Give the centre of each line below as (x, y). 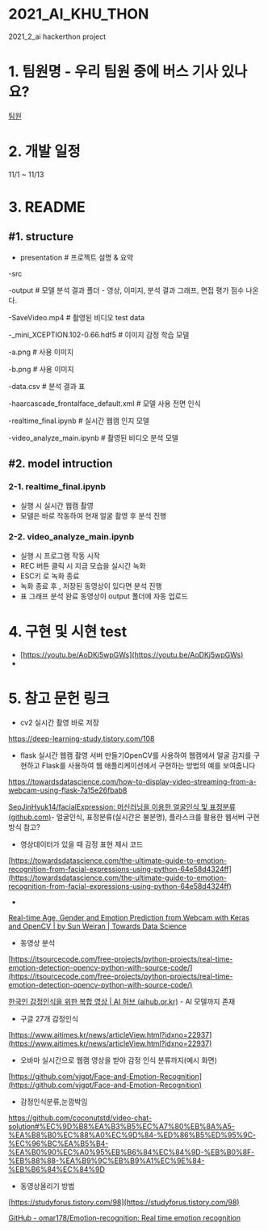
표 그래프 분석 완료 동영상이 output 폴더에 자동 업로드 (104, 596)
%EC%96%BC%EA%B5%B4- (59, 1143)
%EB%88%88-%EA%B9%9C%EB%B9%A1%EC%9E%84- (107, 1161)
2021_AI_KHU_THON (79, 14)
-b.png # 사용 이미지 (41, 369)
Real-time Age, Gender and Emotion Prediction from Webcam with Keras (129, 917)
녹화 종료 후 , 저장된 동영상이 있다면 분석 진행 (91, 586)
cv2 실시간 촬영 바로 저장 (59, 722)
